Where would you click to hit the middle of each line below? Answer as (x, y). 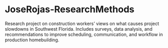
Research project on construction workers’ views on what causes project (82, 23)
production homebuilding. (32, 40)
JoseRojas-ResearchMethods (70, 9)
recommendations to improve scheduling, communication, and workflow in (84, 34)
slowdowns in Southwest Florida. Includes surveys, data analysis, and (79, 29)
